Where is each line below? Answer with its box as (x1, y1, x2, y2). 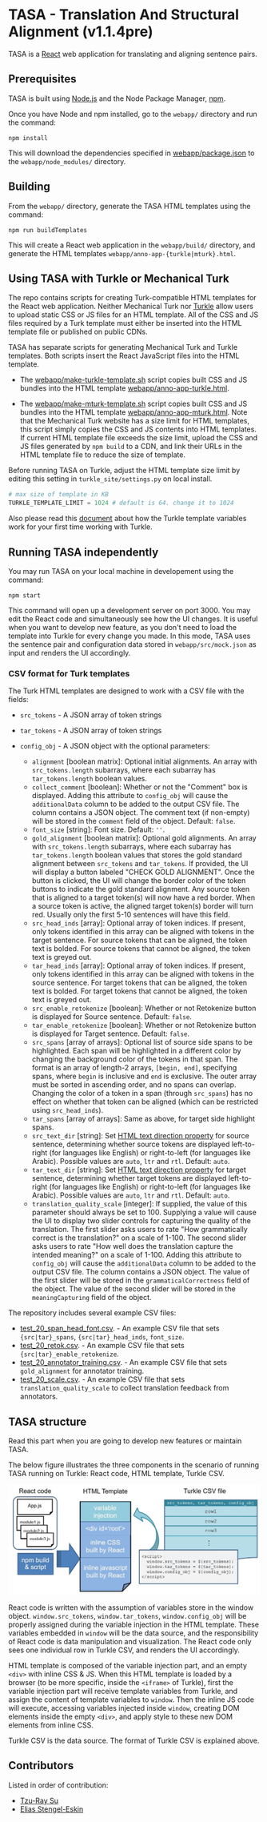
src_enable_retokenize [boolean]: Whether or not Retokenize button (31, 1003, 257, 1013)
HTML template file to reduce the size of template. (19, 450, 186, 460)
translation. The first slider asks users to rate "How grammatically (31, 1225, 248, 1234)
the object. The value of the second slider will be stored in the (31, 1284, 236, 1294)
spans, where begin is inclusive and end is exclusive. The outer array (31, 1071, 257, 1082)
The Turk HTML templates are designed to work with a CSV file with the (8, 686, 245, 696)
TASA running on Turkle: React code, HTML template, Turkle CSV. (8, 1469, 225, 1479)
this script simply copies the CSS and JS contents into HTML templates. (19, 424, 257, 434)
